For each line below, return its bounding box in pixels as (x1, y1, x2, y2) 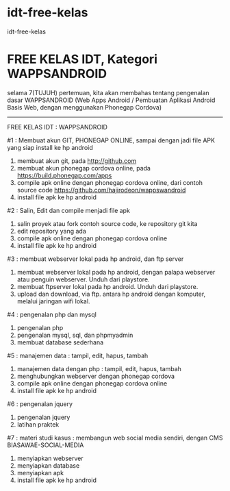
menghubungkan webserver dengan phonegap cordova (16, 372, 175, 380)
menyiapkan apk (16, 468, 64, 477)
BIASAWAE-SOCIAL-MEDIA (7, 440, 84, 449)
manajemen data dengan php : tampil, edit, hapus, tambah (16, 364, 181, 373)
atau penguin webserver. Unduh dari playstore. (16, 275, 150, 284)
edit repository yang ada (16, 227, 87, 235)
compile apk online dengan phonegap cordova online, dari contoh (16, 178, 203, 186)
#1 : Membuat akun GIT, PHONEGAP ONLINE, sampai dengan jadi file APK (7, 136, 216, 144)
